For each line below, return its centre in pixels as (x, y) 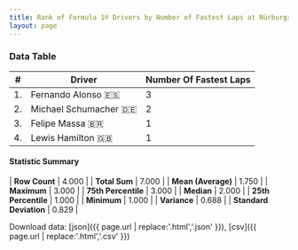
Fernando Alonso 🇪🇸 (75, 94)
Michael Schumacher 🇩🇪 (84, 109)
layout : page (33, 26)
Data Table (33, 57)
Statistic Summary (44, 161)
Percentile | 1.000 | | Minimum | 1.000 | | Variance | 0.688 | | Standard (139, 200)
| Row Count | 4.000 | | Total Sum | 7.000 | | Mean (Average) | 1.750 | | (139, 181)
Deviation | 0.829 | (43, 210)
